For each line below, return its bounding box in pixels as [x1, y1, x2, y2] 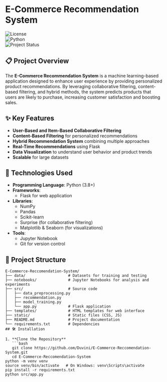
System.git [5, 350, 28, 355]
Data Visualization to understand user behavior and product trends [12, 148, 152, 155]
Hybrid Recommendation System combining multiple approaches [12, 138, 149, 144]
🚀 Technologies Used [5, 169, 73, 177]
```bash [12, 341, 28, 346]
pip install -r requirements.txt [5, 367, 75, 373]
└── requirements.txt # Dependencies [5, 322, 100, 327]
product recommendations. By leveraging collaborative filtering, [5, 83, 137, 89]
